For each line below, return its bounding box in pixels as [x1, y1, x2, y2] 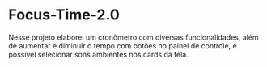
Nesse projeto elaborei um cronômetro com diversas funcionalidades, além [8, 32, 259, 42]
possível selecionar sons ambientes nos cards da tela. [8, 49, 189, 59]
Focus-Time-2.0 [8, 6, 120, 24]
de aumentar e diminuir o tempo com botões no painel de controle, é [8, 40, 237, 50]
